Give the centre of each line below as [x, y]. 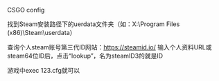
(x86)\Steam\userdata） [42, 33]
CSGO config [26, 10]
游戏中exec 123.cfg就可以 [44, 70]
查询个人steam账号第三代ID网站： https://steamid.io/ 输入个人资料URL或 [110, 47]
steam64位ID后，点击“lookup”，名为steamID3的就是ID [85, 56]
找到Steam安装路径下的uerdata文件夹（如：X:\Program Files [94, 24]
